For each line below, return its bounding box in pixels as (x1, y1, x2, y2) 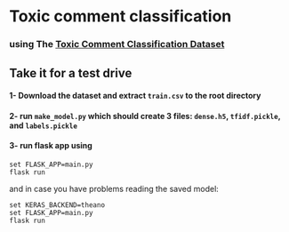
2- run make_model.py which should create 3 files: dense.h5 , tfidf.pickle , (9, 110, 281, 121)
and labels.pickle (9, 120, 78, 131)
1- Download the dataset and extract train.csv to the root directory (9, 91, 261, 101)
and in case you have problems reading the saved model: (9, 183, 220, 194)
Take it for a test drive (9, 65, 132, 81)
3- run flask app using (9, 140, 93, 151)
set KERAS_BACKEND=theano (9, 200, 105, 210)
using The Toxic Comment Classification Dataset (9, 38, 225, 51)
